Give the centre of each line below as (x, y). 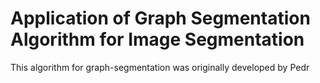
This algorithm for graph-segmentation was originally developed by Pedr (160, 67)
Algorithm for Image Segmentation (157, 39)
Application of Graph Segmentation (160, 18)
